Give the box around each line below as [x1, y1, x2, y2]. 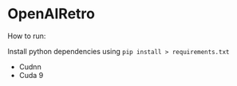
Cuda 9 [18, 70, 44, 80]
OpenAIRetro [7, 5, 95, 23]
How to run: [7, 31, 46, 41]
